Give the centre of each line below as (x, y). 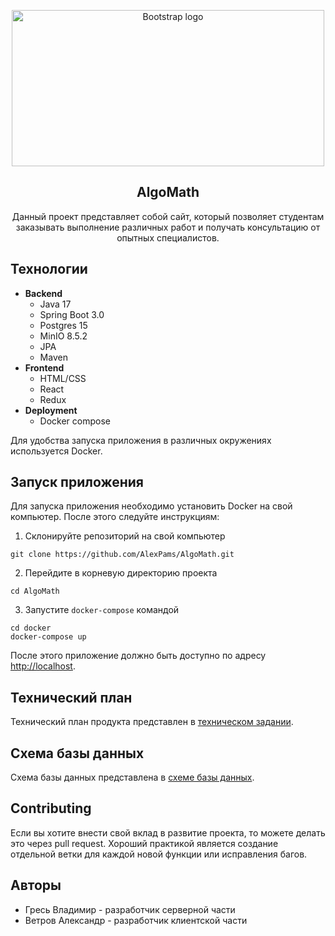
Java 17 (55, 304)
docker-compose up (48, 637)
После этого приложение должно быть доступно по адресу (138, 656)
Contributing (51, 808)
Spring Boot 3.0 (72, 314)
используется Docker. (56, 451)
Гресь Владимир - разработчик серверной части (130, 909)
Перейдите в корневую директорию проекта (121, 573)
